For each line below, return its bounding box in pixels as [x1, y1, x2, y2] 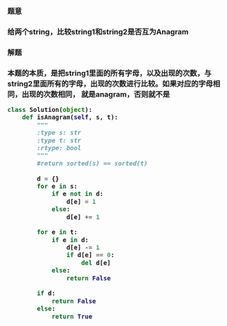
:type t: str [36, 136, 82, 144]
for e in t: [36, 228, 78, 237]
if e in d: [51, 236, 90, 244]
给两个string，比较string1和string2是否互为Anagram [7, 27, 189, 37]
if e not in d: [51, 190, 104, 198]
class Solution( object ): [7, 106, 93, 114]
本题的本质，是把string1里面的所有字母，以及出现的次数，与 [7, 68, 211, 78]
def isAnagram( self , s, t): [22, 113, 118, 121]
